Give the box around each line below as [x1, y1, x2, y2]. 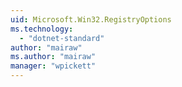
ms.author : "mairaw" [10, 52, 97, 62]
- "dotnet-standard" [19, 33, 105, 43]
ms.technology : [10, 24, 74, 34]
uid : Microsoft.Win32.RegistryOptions [10, 14, 172, 25]
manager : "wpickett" [10, 61, 97, 71]
